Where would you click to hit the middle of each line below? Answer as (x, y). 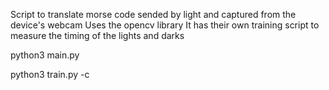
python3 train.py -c (50, 74)
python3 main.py (45, 55)
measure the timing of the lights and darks (97, 35)
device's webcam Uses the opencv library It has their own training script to (165, 25)
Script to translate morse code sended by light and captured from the (153, 14)
